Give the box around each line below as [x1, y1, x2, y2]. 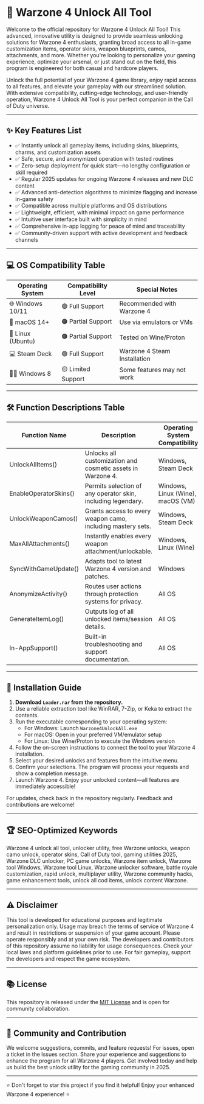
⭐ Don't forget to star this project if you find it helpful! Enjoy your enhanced [6, 1081, 194, 1089]
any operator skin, [84, 490, 137, 498]
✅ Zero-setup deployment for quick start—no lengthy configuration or [15, 161, 191, 169]
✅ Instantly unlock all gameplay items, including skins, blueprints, [15, 141, 179, 149]
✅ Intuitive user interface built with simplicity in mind [15, 216, 147, 223]
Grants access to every [84, 507, 151, 515]
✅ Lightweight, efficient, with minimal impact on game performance [15, 208, 185, 216]
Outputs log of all [84, 607, 134, 616]
